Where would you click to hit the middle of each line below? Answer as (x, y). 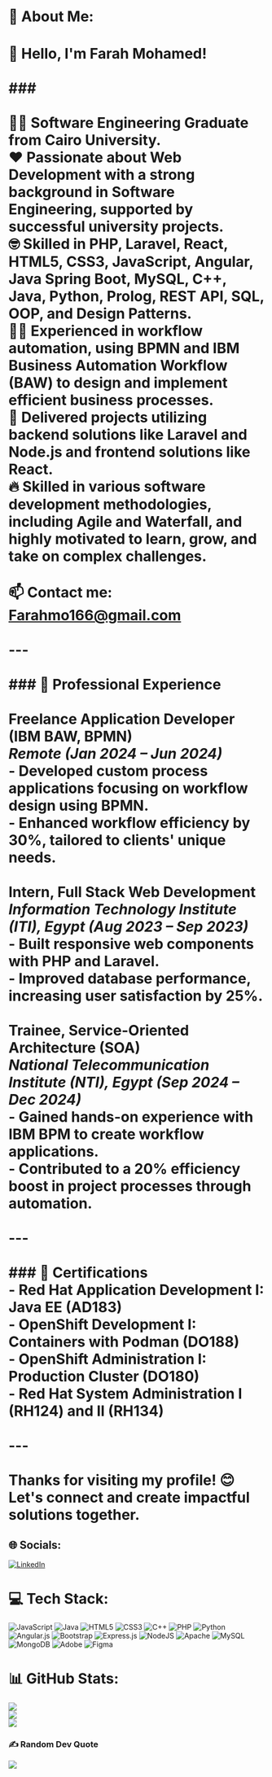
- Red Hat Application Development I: (136, 1290)
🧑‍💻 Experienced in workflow (106, 331)
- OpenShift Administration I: (107, 1359)
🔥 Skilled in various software (107, 487)
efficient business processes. (111, 400)
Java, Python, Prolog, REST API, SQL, (136, 297)
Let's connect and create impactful (129, 1498)
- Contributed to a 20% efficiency (125, 1169)
